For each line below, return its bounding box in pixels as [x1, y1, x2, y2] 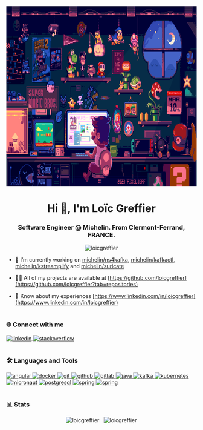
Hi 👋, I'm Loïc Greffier [47, 202, 156, 216]
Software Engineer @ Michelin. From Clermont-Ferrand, [18, 223, 185, 232]
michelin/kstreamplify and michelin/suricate [14, 263, 124, 270]
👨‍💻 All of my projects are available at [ [14, 274, 110, 282]
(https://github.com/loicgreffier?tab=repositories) [14, 281, 138, 288]
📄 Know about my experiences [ [14, 293, 95, 300]
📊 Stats [6, 400, 30, 409]
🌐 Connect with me [6, 320, 64, 329]
